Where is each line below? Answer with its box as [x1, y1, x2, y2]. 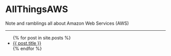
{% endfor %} [12, 45, 42, 51]
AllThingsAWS [5, 4, 68, 15]
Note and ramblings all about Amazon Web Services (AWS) [5, 20, 129, 26]
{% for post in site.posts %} [12, 34, 71, 41]
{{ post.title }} [12, 40, 42, 46]
